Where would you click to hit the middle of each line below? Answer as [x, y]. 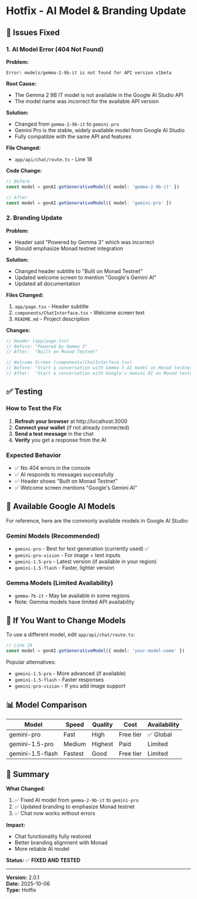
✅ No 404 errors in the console [52, 467]
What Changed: [26, 789]
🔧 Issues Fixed [33, 33]
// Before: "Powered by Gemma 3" [47, 346]
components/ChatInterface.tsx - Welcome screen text [79, 312]
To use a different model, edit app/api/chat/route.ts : [71, 635]
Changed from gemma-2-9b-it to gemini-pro [67, 124]
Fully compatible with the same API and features [73, 136]
